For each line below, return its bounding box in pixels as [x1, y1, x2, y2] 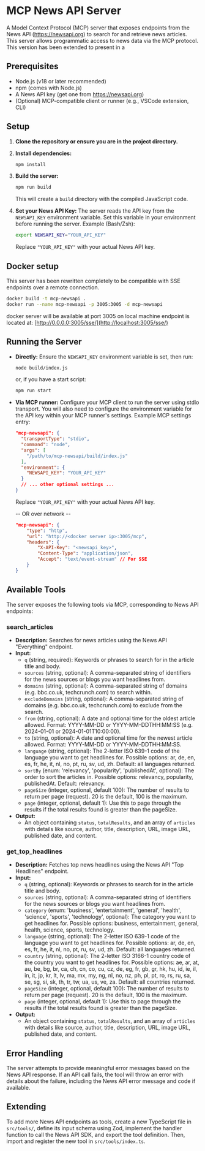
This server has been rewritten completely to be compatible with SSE [6, 277, 181, 284]
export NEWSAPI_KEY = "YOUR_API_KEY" [15, 232, 106, 238]
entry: [15, 418, 31, 426]
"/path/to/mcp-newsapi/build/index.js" [26, 453, 129, 459]
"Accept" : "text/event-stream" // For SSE [37, 556, 147, 563]
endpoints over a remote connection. [6, 284, 100, 291]
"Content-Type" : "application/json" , [37, 550, 133, 557]
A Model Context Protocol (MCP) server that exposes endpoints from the [6, 24, 190, 31]
